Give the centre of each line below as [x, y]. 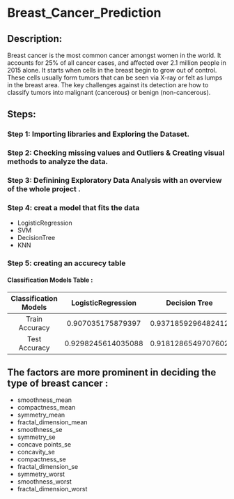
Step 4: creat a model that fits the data [73, 208]
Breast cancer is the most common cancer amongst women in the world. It [114, 55]
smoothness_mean [44, 400]
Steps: [22, 114]
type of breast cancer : [58, 383]
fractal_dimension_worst [52, 489]
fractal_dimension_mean [53, 422]
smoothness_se [40, 430]
